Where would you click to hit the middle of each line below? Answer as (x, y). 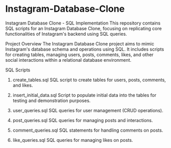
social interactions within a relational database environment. (68, 60)
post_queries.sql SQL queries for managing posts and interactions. (83, 120)
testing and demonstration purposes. (52, 101)
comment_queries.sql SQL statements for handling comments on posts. (88, 130)
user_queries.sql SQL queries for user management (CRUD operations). (88, 110)
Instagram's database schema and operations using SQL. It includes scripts (85, 49)
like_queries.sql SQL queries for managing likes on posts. (73, 140)
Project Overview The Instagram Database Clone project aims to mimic (80, 43)
